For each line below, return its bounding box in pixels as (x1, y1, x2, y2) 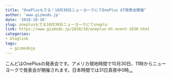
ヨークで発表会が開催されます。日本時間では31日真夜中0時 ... (5, 67, 133, 73)
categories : (5, 31, 31, 36)
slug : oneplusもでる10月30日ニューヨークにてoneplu (5, 22, 108, 27)
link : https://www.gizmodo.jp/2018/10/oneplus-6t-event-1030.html (5, 27, 150, 32)
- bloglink (5, 36, 29, 42)
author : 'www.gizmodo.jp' (5, 12, 60, 17)
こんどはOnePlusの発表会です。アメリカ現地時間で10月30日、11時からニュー (5, 60, 166, 67)
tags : (5, 41, 17, 46)
